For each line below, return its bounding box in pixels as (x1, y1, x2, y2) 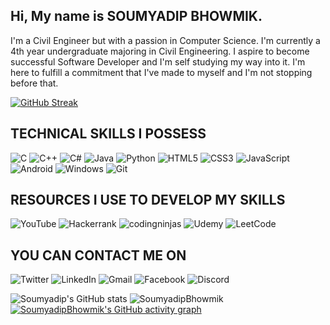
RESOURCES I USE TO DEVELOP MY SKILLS (10, 192, 286, 209)
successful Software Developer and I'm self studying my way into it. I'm (10, 55, 306, 68)
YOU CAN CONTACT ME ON (10, 247, 187, 264)
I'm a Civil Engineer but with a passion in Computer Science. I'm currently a (10, 34, 321, 46)
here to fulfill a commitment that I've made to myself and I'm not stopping (10, 66, 313, 78)
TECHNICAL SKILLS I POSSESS (10, 125, 207, 143)
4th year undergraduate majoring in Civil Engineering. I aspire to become (10, 45, 310, 57)
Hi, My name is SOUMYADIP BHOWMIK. (10, 8, 263, 25)
